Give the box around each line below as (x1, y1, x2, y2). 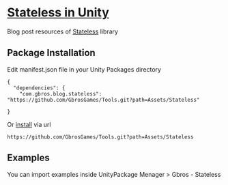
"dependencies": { (13, 84, 66, 91)
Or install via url (7, 120, 51, 128)
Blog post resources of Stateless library (7, 27, 118, 35)
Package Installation (7, 47, 96, 59)
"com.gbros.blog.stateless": (19, 90, 102, 97)
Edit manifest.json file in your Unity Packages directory (7, 65, 162, 73)
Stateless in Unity (7, 5, 109, 20)
